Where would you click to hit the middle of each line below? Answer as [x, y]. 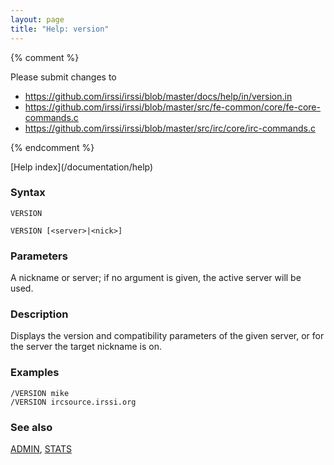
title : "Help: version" [60, 29]
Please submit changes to [63, 77]
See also [31, 427]
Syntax [28, 193]
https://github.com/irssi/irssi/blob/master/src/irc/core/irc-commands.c [170, 128]
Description [39, 314]
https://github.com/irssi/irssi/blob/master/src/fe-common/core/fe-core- [172, 107]
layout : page [37, 19]
